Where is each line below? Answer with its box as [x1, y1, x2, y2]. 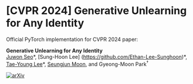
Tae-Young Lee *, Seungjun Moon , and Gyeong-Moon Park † [6, 60, 149, 68]
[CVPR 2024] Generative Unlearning [6, 4, 187, 17]
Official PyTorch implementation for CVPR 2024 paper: [6, 36, 138, 43]
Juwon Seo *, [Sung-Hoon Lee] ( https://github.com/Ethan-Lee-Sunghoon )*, [6, 53, 188, 60]
